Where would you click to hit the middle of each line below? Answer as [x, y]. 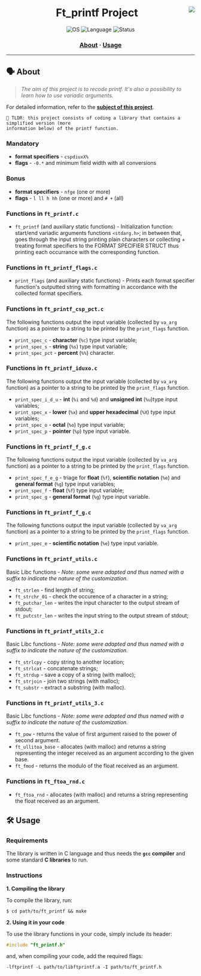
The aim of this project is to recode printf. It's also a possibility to [101, 89]
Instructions [25, 875]
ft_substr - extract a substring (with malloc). [70, 688]
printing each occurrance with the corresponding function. [87, 252]
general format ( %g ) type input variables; [65, 484]
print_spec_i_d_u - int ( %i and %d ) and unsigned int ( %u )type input [96, 399]
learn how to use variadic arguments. [67, 95]
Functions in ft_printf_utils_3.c [55, 703]
